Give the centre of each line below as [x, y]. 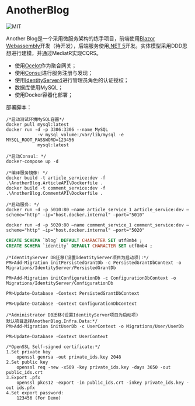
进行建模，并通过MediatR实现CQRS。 [56, 53]
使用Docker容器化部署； [44, 95]
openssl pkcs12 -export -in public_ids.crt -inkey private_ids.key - [103, 383]
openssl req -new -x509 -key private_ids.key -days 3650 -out [94, 367]
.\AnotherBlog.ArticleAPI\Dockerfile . [55, 183]
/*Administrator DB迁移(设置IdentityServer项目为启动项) [72, 315]
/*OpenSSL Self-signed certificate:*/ [53, 347]
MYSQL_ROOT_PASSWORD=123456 [40, 140]
